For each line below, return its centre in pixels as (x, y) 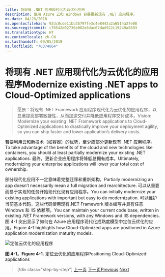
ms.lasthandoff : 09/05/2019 (34, 42)
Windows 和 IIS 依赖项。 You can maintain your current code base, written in (82, 210)
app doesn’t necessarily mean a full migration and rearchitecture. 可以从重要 (82, 185)
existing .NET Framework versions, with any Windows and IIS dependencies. (82, 215)
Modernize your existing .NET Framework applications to (75, 121)
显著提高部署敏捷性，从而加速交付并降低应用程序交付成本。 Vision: (84, 116)
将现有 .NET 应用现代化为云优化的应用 (82, 72)
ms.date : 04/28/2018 (26, 19)
